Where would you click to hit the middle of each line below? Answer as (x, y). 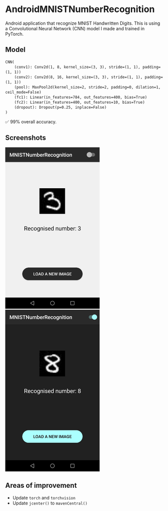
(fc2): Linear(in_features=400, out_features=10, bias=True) (79, 102)
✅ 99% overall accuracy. (31, 121)
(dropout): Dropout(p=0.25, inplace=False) (61, 107)
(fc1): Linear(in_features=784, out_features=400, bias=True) (81, 97)
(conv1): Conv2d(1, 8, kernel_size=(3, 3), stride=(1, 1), (77, 67)
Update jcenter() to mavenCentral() (50, 503)
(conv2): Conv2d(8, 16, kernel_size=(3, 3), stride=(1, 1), (78, 77)
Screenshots (26, 138)
